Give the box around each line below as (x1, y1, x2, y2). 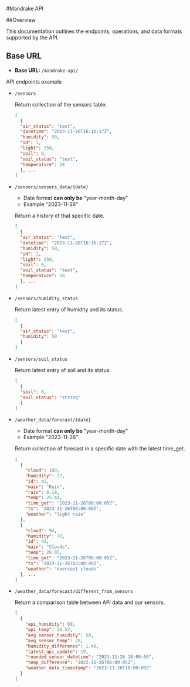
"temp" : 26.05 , (25, 550, 63, 556)
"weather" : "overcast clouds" (25, 566, 99, 572)
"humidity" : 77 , (25, 473, 65, 479)
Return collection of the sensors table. (14, 101, 107, 108)
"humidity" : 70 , (25, 533, 65, 539)
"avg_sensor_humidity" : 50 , (25, 632, 94, 638)
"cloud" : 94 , (25, 527, 57, 533)
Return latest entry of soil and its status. (14, 367, 111, 374)
